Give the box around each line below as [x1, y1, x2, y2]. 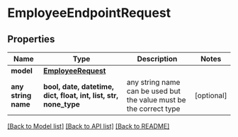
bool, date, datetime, [43, 82, 115, 91]
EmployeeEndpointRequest [7, 5, 171, 21]
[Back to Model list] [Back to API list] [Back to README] [7, 122, 170, 130]
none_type [43, 100, 80, 109]
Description [137, 54, 178, 64]
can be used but [126, 86, 181, 96]
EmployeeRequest [43, 66, 106, 76]
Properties [7, 33, 55, 45]
